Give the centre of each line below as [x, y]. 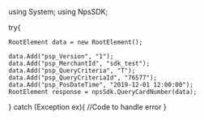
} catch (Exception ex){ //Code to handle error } [88, 107]
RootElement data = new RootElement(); [76, 42]
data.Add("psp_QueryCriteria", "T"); [72, 71]
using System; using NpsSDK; [58, 12]
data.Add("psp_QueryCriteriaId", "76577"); [83, 78]
